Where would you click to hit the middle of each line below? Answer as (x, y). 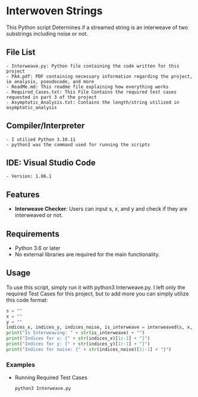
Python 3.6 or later (37, 248)
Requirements (33, 234)
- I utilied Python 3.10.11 (41, 139)
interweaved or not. (39, 215)
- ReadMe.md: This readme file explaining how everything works (87, 87)
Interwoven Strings (54, 11)
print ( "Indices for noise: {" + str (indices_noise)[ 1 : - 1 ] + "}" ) (89, 349)
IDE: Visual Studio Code (51, 162)
